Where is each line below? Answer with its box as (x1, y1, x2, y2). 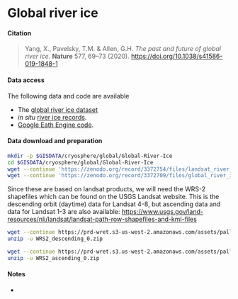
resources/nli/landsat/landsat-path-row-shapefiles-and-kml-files (7, 215, 197, 224)
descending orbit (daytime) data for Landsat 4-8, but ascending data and (7, 200, 221, 208)
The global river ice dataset (17, 105, 98, 114)
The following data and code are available (7, 91, 130, 100)
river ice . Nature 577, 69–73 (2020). (24, 52, 130, 61)
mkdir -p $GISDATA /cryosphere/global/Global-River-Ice (7, 152, 173, 159)
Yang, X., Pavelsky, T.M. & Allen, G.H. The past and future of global (24, 45, 222, 53)
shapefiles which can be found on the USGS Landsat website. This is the (7, 193, 220, 201)
